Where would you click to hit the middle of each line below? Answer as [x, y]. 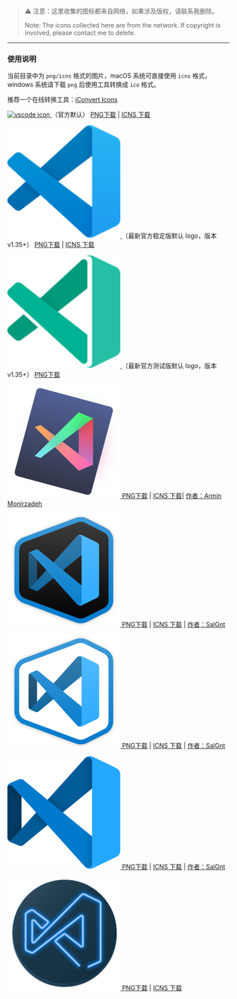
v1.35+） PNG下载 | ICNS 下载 [51, 245]
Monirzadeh [25, 504]
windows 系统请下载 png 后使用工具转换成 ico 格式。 [84, 85]
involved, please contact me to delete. [80, 33]
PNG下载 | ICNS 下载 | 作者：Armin [172, 496]
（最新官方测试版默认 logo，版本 [169, 366]
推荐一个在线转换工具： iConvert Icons [62, 100]
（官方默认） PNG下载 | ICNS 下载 [101, 115]
